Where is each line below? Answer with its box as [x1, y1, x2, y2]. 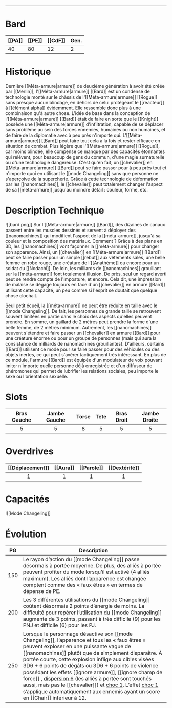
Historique [5, 66, 51, 78]
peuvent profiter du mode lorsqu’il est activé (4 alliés [23, 568, 150, 576]
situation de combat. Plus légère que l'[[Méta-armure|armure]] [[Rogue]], [5, 143, 160, 149]
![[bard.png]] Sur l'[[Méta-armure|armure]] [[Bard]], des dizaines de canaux [5, 221, 165, 227]
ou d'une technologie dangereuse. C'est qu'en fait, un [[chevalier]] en [5, 159, 153, 165]
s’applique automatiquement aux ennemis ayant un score [23, 687, 160, 695]
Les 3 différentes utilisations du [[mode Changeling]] [23, 596, 150, 603]
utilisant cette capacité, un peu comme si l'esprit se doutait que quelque [5, 287, 158, 293]
